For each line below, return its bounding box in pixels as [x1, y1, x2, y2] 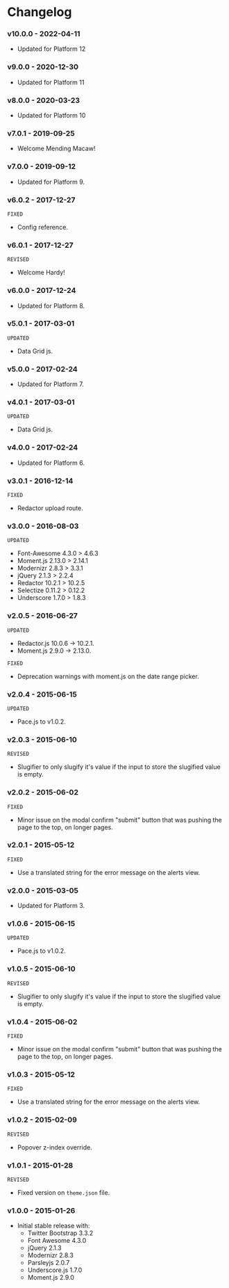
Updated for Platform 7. [17, 380, 85, 388]
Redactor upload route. [17, 504, 83, 512]
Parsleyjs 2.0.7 [27, 1259, 70, 1267]
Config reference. [17, 223, 68, 231]
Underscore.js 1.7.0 [27, 1266, 83, 1274]
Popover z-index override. [17, 1143, 92, 1152]
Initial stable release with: [17, 1222, 90, 1230]
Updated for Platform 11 [17, 78, 85, 86]
